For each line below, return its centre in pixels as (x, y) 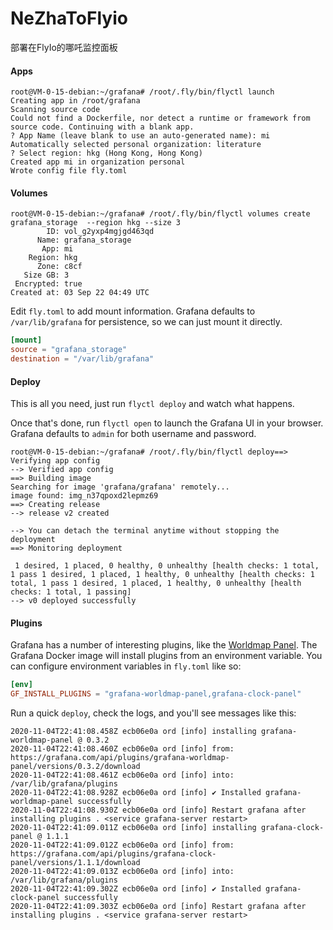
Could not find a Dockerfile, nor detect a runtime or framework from (160, 118)
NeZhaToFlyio (69, 18)
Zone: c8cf (59, 267)
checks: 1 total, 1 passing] (71, 592)
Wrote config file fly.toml (69, 171)
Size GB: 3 (46, 275)
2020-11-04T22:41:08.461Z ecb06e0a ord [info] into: (122, 775)
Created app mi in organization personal (98, 162)
